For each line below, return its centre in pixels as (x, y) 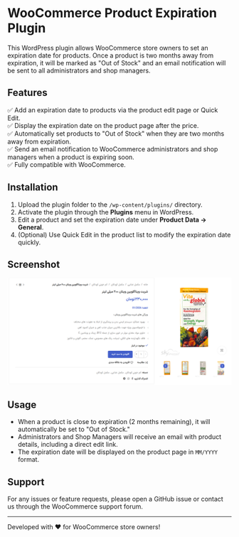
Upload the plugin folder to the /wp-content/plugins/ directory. (110, 205)
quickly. (29, 242)
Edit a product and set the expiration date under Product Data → (112, 219)
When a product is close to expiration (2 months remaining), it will (114, 422)
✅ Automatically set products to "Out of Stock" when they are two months (116, 134)
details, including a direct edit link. (68, 445)
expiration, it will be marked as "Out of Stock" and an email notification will (117, 63)
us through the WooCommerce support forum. (75, 506)
